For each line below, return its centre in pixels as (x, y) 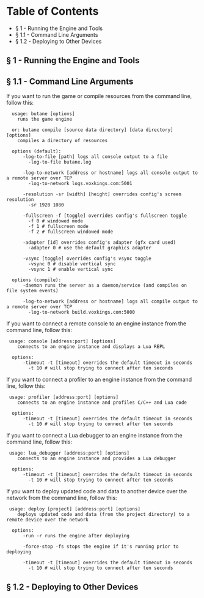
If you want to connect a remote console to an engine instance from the (97, 324)
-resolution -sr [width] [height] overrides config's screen (102, 194)
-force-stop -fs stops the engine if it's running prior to (100, 547)
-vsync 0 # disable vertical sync (72, 264)
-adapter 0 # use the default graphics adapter (90, 248)
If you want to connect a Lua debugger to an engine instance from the (94, 436)
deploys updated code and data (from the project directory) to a (104, 515)
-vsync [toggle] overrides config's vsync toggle (87, 259)
